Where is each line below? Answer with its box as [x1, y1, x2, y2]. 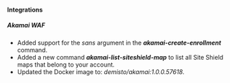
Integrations [7, 5, 43, 14]
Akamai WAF [7, 21, 46, 29]
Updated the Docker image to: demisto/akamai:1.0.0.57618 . [16, 67, 185, 75]
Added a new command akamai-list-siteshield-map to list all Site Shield [16, 53, 224, 61]
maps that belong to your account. [16, 60, 115, 69]
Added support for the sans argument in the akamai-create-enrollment [16, 38, 222, 47]
